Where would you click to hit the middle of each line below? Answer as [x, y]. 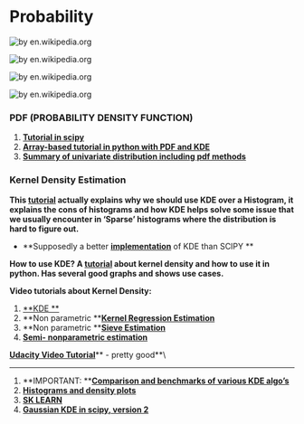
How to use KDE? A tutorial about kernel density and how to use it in [139, 263]
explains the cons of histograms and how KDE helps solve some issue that [152, 209]
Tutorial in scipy [53, 137]
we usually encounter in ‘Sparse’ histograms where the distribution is [143, 219]
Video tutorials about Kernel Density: [81, 290]
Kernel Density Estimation [68, 180]
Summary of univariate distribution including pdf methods [134, 156]
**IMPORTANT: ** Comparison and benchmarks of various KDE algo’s [156, 381]
